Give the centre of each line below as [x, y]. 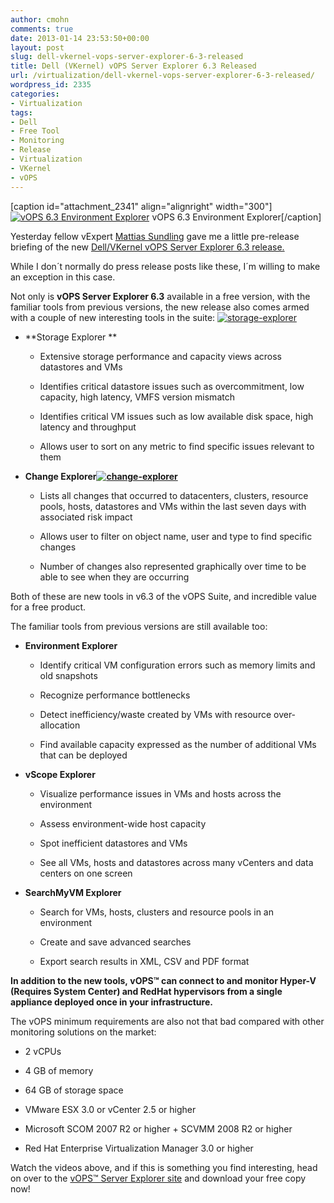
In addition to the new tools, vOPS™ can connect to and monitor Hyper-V [163, 980]
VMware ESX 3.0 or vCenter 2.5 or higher [110, 1109]
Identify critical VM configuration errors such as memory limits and [177, 665]
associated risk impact [86, 517]
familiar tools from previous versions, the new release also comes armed [160, 307]
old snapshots [68, 675]
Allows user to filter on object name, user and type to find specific [176, 536]
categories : [35, 94]
